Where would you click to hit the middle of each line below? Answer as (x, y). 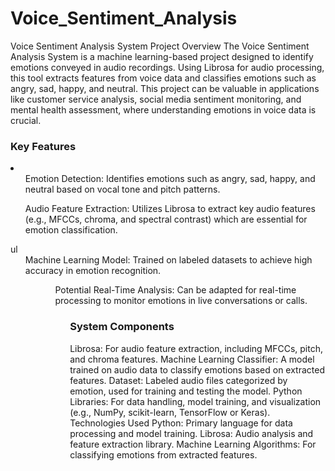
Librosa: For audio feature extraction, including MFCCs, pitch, (196, 348)
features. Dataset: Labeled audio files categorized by (178, 380)
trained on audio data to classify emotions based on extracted (197, 369)
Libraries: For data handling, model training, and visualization (195, 401)
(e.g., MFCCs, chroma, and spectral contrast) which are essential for (166, 219)
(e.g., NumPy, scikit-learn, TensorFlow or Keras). (170, 412)
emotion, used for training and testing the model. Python (186, 391)
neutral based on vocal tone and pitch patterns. (122, 189)
